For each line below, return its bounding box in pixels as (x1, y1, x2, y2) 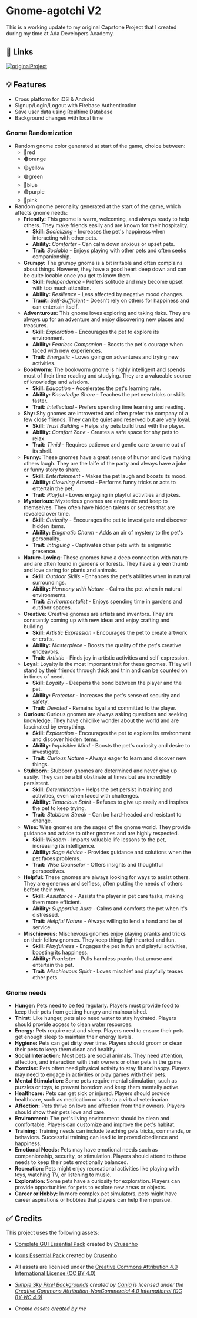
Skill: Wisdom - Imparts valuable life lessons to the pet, (32, 836, 166, 843)
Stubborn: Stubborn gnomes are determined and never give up (23, 767, 178, 774)
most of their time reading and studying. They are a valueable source (23, 372, 191, 379)
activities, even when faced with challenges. (32, 792, 140, 799)
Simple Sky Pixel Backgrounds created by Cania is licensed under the (14, 1281, 184, 1288)
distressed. (32, 911, 60, 918)
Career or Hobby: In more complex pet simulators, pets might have (14, 1190, 178, 1197)
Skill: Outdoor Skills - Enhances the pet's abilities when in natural (32, 572, 191, 579)
